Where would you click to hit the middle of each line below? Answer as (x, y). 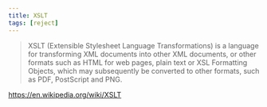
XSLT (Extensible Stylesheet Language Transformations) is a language (143, 45)
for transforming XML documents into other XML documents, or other (142, 54)
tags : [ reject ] (33, 23)
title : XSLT (28, 15)
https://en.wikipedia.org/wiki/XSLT (65, 94)
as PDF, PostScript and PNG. (75, 79)
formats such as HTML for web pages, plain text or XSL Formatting (137, 62)
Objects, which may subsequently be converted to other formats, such (143, 71)
